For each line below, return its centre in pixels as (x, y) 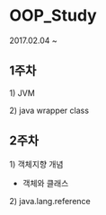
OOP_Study (53, 16)
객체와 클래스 (45, 183)
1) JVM (22, 93)
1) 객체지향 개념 (36, 164)
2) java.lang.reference (50, 201)
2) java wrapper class (49, 110)
